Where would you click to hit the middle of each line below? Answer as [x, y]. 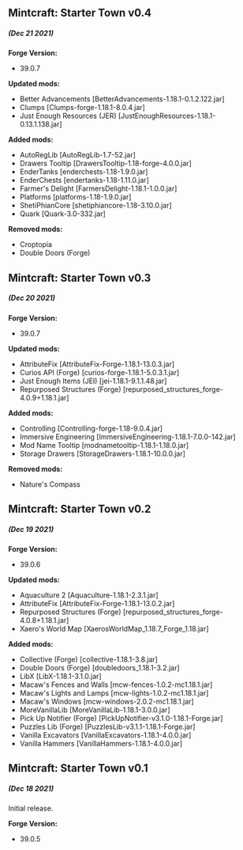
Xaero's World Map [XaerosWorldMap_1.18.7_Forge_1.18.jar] [114, 629]
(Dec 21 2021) [31, 33]
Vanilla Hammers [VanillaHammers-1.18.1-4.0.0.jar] [101, 744]
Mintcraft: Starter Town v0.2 [80, 509]
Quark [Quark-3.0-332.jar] [63, 214]
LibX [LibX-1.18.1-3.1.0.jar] [60, 677]
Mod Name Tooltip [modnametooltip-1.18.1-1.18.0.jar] [104, 445]
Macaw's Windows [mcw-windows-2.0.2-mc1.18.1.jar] [107, 702]
